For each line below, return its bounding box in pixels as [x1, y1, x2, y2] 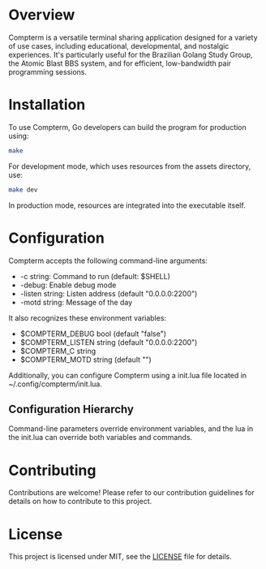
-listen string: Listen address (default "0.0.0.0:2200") [19, 288, 198, 298]
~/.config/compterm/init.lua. [8, 379, 103, 389]
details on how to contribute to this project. [8, 497, 152, 506]
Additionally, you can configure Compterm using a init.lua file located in [8, 370, 247, 380]
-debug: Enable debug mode [19, 280, 117, 290]
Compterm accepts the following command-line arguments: [8, 256, 208, 265]
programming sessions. [8, 67, 88, 76]
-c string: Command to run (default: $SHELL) [19, 271, 170, 281]
